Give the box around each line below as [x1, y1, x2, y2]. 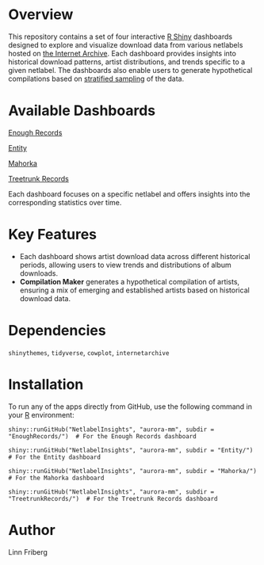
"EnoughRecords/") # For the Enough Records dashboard [8, 432, 197, 441]
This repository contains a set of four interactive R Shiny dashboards [8, 32, 232, 41]
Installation [8, 375, 84, 393]
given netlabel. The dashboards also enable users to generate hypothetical [8, 65, 253, 74]
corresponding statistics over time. [8, 197, 122, 207]
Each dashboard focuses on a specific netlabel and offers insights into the [8, 189, 251, 199]
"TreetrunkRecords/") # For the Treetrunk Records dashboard [8, 494, 218, 502]
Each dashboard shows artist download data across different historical [19, 251, 251, 261]
